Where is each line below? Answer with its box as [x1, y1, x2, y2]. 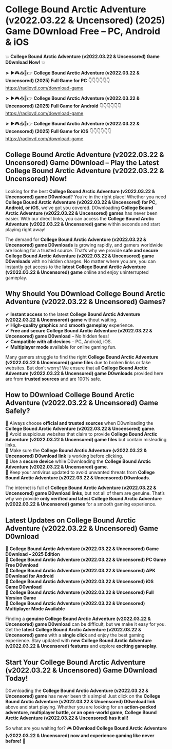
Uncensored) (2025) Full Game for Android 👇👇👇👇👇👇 [5, 103, 122, 109]
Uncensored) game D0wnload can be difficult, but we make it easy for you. [5, 621, 166, 627]
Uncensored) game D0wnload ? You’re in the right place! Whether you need [5, 194, 166, 200]
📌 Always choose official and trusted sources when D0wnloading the [5, 420, 154, 426]
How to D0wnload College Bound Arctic [5, 390, 135, 399]
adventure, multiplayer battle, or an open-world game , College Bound [5, 709, 157, 715]
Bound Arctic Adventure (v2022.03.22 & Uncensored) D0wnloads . [5, 475, 150, 481]
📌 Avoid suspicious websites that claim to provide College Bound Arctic [5, 431, 158, 437]
